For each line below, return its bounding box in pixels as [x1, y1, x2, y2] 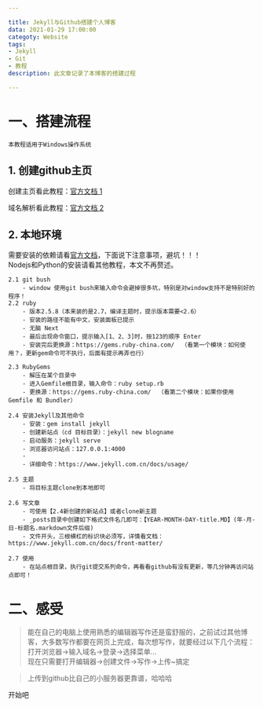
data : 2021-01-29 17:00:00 [8, 25, 97, 34]
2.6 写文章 [8, 500, 41, 507]
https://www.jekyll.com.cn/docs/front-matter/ [8, 540, 163, 548]
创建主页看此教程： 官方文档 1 [8, 186, 103, 196]
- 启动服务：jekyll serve [22, 437, 101, 445]
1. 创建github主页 [8, 164, 93, 178]
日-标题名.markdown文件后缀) [8, 524, 94, 533]
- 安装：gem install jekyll [22, 420, 111, 428]
